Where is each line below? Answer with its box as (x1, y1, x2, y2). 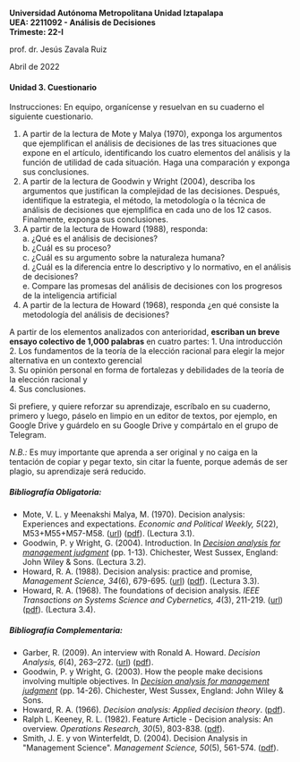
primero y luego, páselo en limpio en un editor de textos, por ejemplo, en (9, 411, 278, 422)
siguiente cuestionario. (9, 111, 94, 122)
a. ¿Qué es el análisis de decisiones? (21, 233, 159, 244)
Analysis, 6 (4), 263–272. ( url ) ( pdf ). (21, 657, 154, 668)
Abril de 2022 (9, 62, 60, 72)
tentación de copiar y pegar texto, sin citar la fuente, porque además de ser (9, 457, 288, 467)
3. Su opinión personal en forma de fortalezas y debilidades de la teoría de (9, 364, 285, 375)
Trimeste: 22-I (9, 27, 64, 37)
